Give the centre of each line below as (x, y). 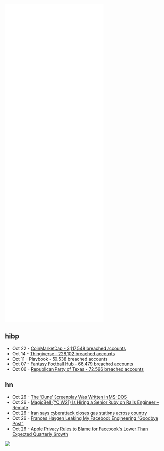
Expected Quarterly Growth (40, 434)
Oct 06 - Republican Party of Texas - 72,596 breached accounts (78, 369)
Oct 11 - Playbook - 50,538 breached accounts (60, 359)
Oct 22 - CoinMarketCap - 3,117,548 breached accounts (69, 348)
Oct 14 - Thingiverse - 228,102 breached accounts (64, 353)
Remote (20, 407)
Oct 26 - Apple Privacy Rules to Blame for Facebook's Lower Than (80, 429)
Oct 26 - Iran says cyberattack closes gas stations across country (80, 413)
